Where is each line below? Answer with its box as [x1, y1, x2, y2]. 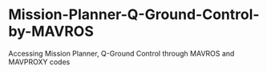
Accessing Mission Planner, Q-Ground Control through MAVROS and [8, 48, 235, 58]
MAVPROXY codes [8, 57, 71, 67]
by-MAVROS [8, 22, 94, 40]
